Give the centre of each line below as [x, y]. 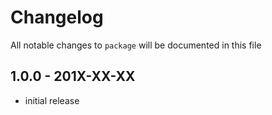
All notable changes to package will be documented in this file [136, 45]
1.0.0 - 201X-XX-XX [73, 76]
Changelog [57, 17]
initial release [52, 100]
